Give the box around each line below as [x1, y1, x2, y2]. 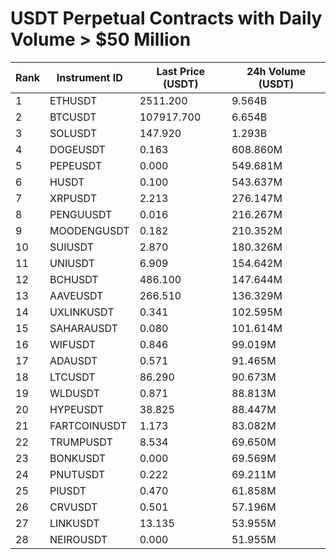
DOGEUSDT [49, 142, 106, 156]
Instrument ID [56, 70, 123, 84]
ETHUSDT [49, 93, 98, 107]
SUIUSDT [49, 240, 95, 254]
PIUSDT [49, 483, 87, 497]
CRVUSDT [49, 500, 98, 514]
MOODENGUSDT [49, 223, 130, 237]
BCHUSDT [49, 272, 99, 286]
